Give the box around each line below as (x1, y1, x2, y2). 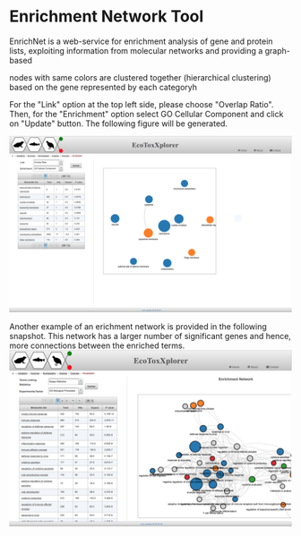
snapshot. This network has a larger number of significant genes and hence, (9, 330, 291, 341)
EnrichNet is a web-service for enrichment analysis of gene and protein (9, 36, 273, 47)
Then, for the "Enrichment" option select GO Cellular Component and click (9, 108, 284, 119)
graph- (264, 45, 291, 55)
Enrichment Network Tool (9, 6, 204, 27)
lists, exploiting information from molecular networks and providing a (9, 45, 263, 55)
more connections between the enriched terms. (9, 340, 185, 351)
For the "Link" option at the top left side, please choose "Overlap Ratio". (9, 98, 274, 109)
